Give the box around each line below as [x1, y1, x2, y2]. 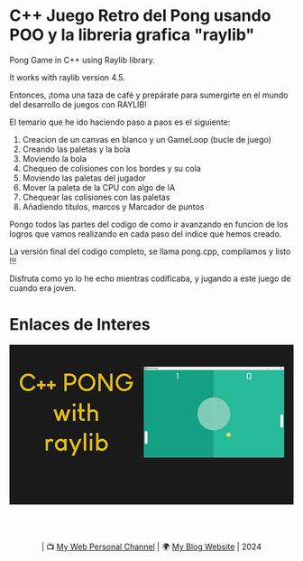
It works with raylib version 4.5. [9, 71, 126, 82]
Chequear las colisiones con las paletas [22, 192, 170, 202]
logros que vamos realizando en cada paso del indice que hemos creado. [9, 228, 282, 239]
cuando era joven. [9, 282, 77, 294]
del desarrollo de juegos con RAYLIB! [9, 98, 147, 109]
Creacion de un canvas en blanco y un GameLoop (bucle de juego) [22, 134, 272, 145]
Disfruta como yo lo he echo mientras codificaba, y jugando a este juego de [9, 273, 291, 284]
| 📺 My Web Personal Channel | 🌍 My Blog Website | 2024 [41, 541, 262, 552]
